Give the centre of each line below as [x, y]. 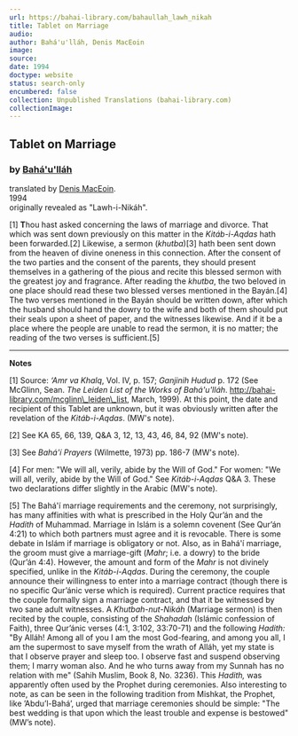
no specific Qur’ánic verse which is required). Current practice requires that [147, 590]
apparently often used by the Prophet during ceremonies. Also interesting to [148, 685]
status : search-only [47, 83]
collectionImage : [41, 108]
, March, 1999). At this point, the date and [203, 399]
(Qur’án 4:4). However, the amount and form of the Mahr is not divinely [139, 562]
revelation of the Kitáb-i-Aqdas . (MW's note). [92, 418]
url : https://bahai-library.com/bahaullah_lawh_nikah [111, 17]
